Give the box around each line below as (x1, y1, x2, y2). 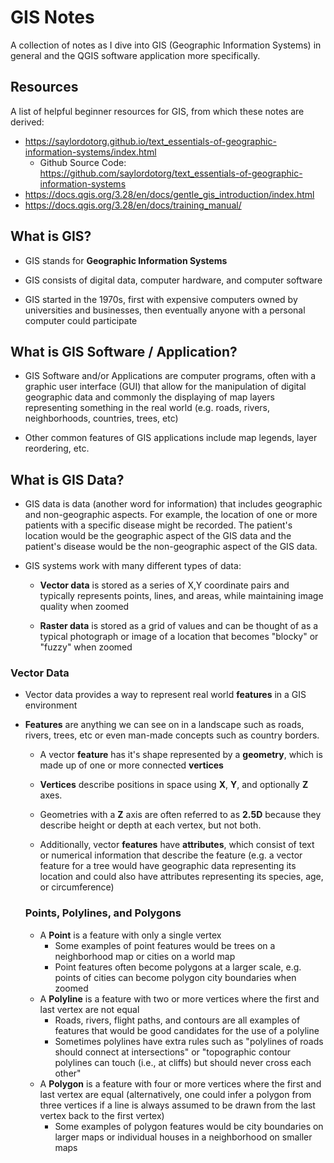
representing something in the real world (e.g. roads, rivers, (24, 402, 270, 414)
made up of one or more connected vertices (39, 759, 224, 771)
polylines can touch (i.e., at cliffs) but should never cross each (54, 1056, 312, 1068)
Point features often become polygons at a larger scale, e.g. (54, 961, 302, 973)
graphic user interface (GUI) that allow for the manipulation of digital (24, 381, 307, 393)
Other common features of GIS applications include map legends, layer (24, 432, 318, 444)
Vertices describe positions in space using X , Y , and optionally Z (39, 779, 309, 791)
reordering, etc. (24, 442, 90, 455)
